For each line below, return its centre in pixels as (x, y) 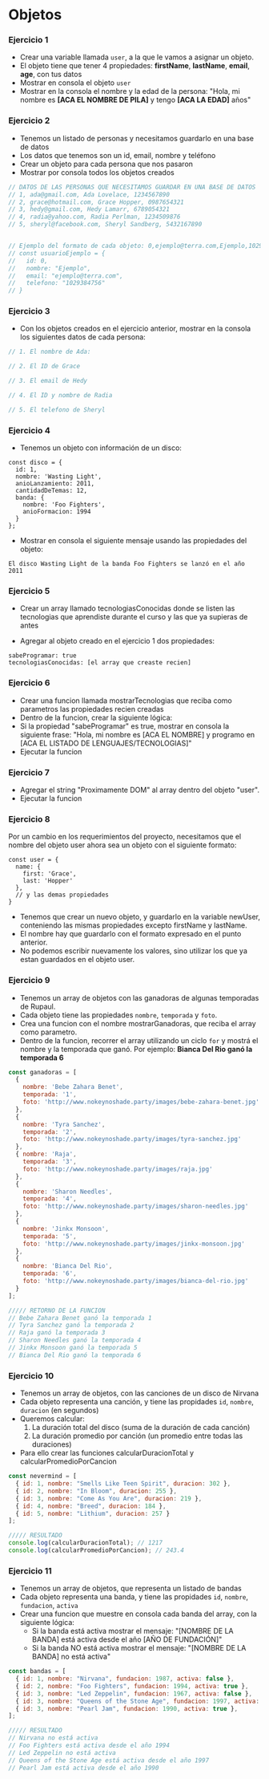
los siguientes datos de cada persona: (82, 337)
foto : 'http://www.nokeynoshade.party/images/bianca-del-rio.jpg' (136, 1281)
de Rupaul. (38, 1006)
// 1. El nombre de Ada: (50, 352)
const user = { (34, 860)
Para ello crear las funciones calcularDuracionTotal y (107, 1453)
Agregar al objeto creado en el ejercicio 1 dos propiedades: (117, 641)
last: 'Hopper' (48, 881)
